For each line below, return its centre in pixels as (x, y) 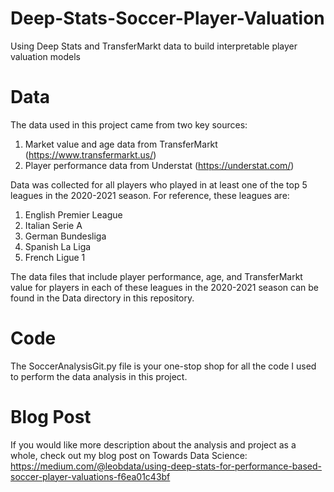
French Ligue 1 (55, 257)
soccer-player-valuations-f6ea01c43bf (90, 476)
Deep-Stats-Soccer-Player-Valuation (167, 18)
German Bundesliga (65, 236)
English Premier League (73, 214)
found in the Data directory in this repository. (102, 298)
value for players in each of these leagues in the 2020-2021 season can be (164, 287)
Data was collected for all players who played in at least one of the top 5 (159, 184)
